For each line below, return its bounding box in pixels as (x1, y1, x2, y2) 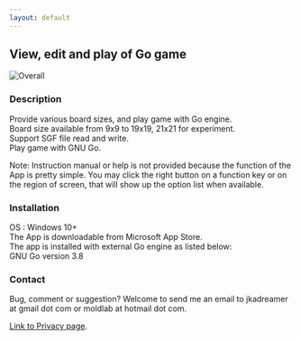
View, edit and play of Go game (9, 47, 187, 62)
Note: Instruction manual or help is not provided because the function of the (9, 160, 291, 170)
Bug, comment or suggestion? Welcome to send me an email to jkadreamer (9, 294, 288, 305)
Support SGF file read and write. (9, 133, 129, 143)
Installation (9, 201, 60, 214)
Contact (9, 272, 46, 285)
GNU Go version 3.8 (9, 251, 84, 262)
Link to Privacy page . (9, 321, 88, 332)
